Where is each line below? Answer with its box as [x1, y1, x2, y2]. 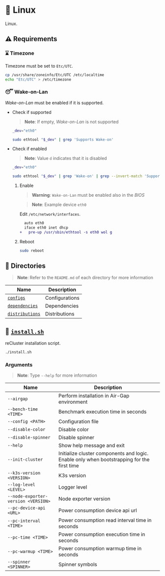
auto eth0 [24, 221, 44, 226]
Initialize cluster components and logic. [58, 450, 149, 457]
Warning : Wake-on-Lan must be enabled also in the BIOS [31, 192, 145, 198]
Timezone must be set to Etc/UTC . [5, 63, 74, 69]
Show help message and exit [58, 442, 125, 449]
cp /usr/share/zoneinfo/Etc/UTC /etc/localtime [5, 72, 105, 78]
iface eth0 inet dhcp [24, 225, 69, 230]
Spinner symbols [58, 561, 97, 568]
